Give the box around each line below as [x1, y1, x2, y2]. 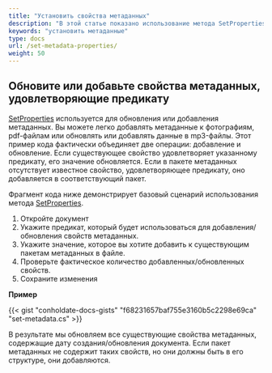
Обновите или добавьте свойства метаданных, [8, 79, 261, 93]
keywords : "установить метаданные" [8, 27, 129, 35]
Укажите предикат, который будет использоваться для [19, 222, 210, 231]
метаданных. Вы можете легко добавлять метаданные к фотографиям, [8, 122, 255, 132]
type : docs [8, 34, 45, 43]
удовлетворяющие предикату [8, 92, 170, 106]
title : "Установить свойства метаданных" [8, 11, 151, 20]
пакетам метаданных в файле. [19, 248, 125, 257]
